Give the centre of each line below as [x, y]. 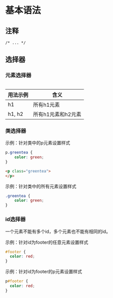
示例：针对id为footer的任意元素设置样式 [47, 242]
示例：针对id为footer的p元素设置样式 [44, 272]
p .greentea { [19, 153]
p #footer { [17, 281]
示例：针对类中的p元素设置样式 [38, 143]
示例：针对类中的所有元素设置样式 [41, 186]
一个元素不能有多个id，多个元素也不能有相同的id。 [58, 231]
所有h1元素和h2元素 [57, 114]
